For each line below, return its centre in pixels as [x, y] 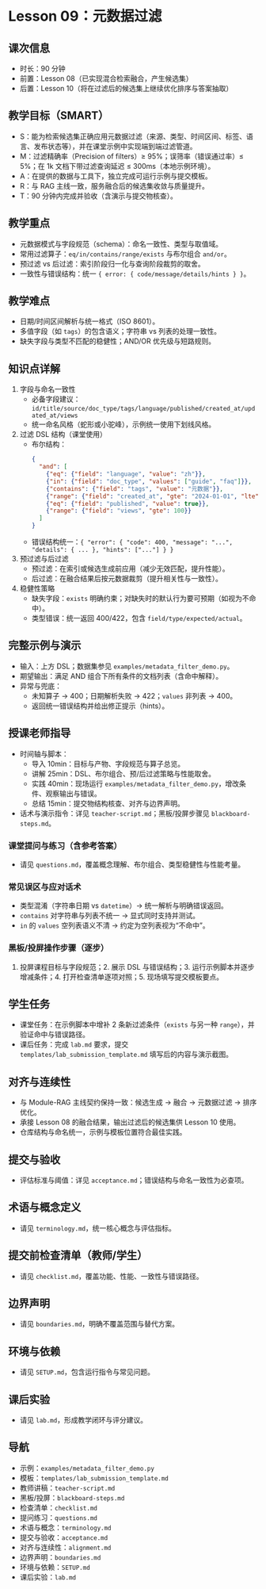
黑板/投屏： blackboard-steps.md [72, 1497]
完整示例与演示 [45, 646]
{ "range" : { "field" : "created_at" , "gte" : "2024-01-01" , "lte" [152, 496]
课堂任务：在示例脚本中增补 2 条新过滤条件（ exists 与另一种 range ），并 [137, 1024]
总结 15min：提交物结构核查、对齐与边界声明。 [108, 803]
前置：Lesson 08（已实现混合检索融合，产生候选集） [106, 78]
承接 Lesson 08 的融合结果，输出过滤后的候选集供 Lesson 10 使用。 [130, 1122]
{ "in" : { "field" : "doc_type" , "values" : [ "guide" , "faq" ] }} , [149, 481]
